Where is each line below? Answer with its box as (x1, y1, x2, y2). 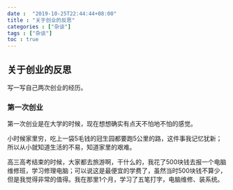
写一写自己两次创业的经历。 (7, 83, 87, 91)
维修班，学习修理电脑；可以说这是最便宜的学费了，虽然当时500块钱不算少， (7, 166, 227, 175)
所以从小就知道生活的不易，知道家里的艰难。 (7, 143, 136, 152)
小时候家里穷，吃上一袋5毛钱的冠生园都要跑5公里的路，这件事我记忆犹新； (7, 134, 223, 143)
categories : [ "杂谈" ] (7, 23, 71, 30)
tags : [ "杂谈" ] (7, 29, 52, 37)
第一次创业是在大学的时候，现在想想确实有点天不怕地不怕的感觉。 (7, 120, 197, 128)
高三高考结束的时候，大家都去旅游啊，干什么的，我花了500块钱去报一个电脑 (7, 158, 227, 166)
